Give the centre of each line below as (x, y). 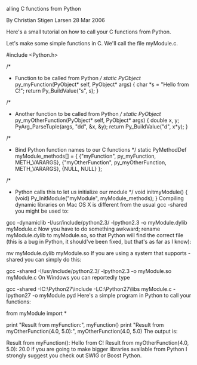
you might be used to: (41, 211)
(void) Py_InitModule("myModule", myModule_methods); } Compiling (99, 198)
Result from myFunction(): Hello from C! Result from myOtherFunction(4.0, (98, 343)
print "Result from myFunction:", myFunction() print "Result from (85, 325)
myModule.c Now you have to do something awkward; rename (83, 229)
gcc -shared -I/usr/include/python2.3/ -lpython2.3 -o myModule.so (89, 271)
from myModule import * (36, 313)
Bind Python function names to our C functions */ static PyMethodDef (101, 150)
